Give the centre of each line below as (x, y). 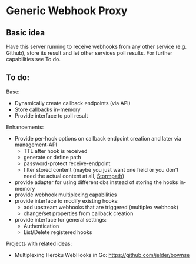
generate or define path (52, 157)
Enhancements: (25, 127)
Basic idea (26, 33)
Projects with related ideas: (39, 243)
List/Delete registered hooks (58, 232)
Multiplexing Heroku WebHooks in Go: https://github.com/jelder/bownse (102, 255)
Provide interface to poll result (51, 115)
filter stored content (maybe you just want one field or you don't (101, 169)
